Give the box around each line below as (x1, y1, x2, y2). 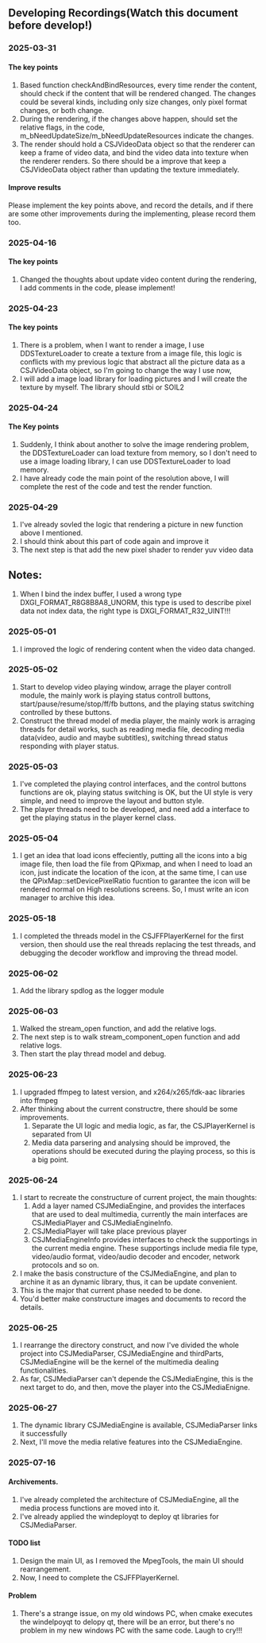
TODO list (8, 1538, 41, 1548)
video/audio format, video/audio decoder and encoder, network (31, 1252, 241, 1261)
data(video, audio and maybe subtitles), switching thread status (19, 732, 229, 742)
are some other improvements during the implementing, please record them (8, 208, 256, 218)
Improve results (8, 183, 62, 192)
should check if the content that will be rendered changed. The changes (19, 88, 256, 98)
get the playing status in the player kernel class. (19, 813, 176, 822)
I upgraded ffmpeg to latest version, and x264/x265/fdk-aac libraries (19, 1087, 245, 1097)
